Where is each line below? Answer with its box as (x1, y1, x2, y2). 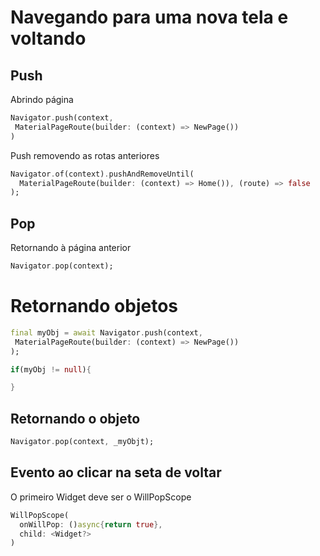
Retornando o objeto (10, 410, 141, 427)
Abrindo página (10, 94, 74, 105)
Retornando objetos (10, 295, 178, 318)
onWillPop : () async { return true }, (19, 519, 163, 530)
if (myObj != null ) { (10, 364, 92, 375)
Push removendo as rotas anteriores (10, 149, 160, 161)
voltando (10, 27, 87, 50)
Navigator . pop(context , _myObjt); (10, 437, 155, 447)
